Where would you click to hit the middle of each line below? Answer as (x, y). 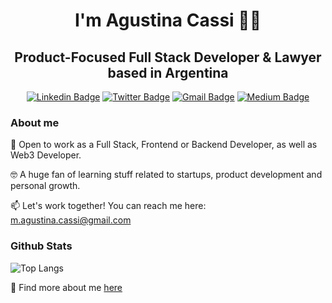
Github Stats (41, 246)
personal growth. (45, 186)
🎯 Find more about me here (66, 287)
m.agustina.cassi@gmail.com (71, 220)
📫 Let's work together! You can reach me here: (108, 206)
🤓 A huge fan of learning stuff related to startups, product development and (166, 175)
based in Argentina (168, 72)
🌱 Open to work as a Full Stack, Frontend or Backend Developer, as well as (164, 145)
